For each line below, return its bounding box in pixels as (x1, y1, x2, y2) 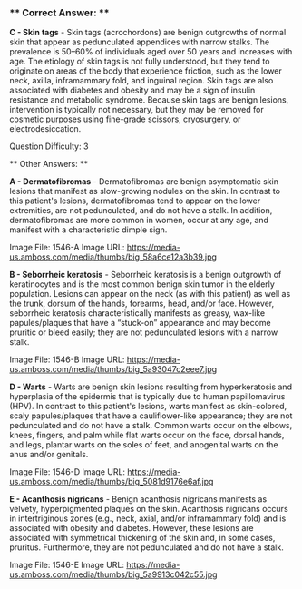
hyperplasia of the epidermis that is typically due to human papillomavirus (9, 391, 286, 402)
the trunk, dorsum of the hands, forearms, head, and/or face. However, (9, 298, 275, 309)
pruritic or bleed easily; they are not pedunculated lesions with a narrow (9, 327, 278, 338)
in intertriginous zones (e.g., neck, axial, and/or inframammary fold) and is (9, 513, 287, 524)
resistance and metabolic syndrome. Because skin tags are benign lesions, (9, 94, 289, 105)
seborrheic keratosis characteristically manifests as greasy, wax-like (9, 308, 266, 319)
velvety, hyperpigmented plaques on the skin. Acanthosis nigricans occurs (9, 504, 288, 515)
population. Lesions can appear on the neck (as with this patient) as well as (9, 289, 291, 299)
